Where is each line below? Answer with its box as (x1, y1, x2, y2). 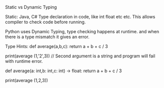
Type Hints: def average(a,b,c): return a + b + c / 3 (5, 44, 108, 49)
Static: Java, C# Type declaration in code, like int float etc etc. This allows (5, 14, 156, 19)
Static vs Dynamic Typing (5, 4, 57, 10)
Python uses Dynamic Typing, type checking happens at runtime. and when (5, 29, 160, 34)
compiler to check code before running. (5, 19, 86, 25)
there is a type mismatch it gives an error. (5, 34, 90, 40)
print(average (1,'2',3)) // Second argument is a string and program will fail (5, 53, 156, 59)
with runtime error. (5, 58, 43, 64)
